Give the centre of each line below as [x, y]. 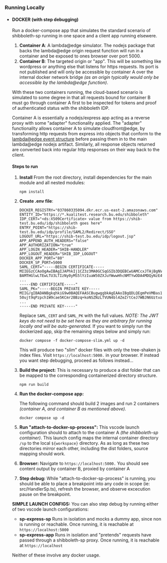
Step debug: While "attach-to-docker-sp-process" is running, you [87, 479]
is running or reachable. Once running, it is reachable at [77, 524]
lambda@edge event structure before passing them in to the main [80, 139]
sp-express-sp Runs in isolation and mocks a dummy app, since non [90, 519]
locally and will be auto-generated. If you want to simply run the [85, 326]
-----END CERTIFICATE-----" [48, 284]
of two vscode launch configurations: [50, 509]
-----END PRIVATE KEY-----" [48, 306]
